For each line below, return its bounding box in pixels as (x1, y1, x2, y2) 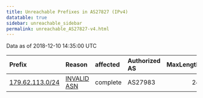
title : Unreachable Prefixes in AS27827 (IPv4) (6, 8, 129, 15)
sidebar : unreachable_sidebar (6, 20, 83, 26)
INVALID (65, 74, 89, 83)
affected (95, 60, 120, 69)
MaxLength (166, 60, 201, 69)
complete (95, 78, 122, 87)
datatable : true (6, 15, 47, 21)
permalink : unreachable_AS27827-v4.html (6, 25, 110, 32)
